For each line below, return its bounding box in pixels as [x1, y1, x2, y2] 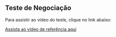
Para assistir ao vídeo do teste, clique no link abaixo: [5, 17, 112, 22]
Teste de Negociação [5, 4, 71, 12]
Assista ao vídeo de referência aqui [5, 26, 77, 32]
